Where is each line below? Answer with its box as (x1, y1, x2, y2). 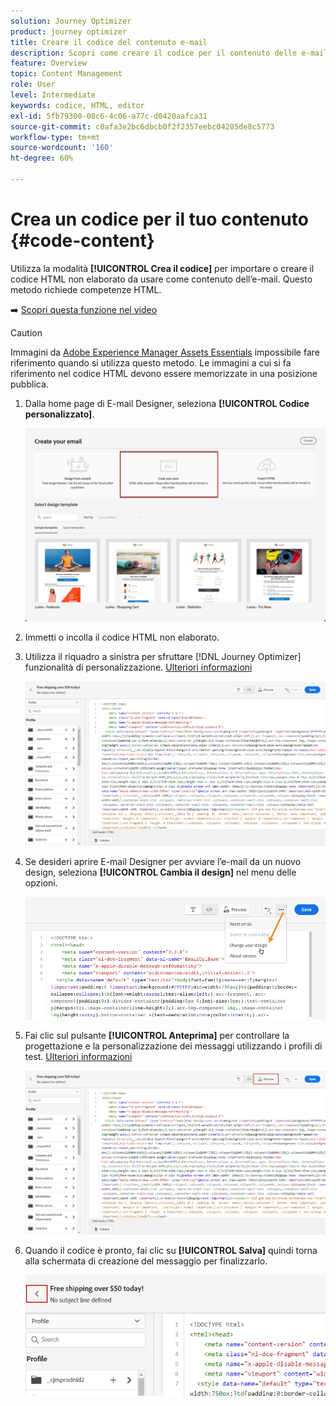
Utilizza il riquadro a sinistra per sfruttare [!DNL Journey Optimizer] (24, 651, 302, 663)
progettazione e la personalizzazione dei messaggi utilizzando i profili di (24, 1040, 323, 1052)
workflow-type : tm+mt (10, 132, 101, 142)
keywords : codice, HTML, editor (10, 100, 145, 110)
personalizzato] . (24, 408, 95, 420)
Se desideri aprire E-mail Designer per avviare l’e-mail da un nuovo (24, 855, 302, 867)
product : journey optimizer (10, 26, 128, 37)
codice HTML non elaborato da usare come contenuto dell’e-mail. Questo (10, 273, 313, 285)
